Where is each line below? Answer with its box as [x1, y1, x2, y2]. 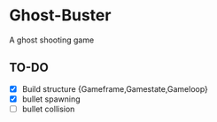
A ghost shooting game [9, 34, 95, 45]
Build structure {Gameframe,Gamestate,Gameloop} [21, 83, 208, 94]
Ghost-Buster [9, 5, 112, 26]
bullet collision [21, 103, 75, 114]
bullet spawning [21, 94, 81, 104]
